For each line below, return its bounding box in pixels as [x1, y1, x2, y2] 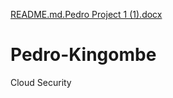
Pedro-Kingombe [10, 44, 157, 66]
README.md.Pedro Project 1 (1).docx [10, 9, 163, 20]
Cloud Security [10, 76, 72, 88]
